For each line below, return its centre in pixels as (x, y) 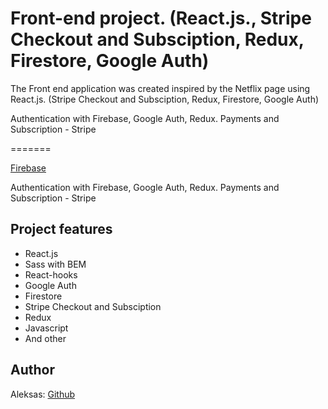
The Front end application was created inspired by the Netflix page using (160, 88)
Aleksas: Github (43, 394)
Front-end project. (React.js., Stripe (161, 18)
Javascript (46, 328)
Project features (61, 229)
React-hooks (51, 274)
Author (32, 370)
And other (45, 338)
